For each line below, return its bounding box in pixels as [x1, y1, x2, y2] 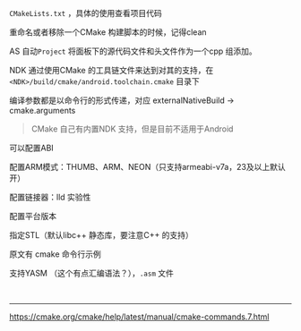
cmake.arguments [9, 106, 76, 115]
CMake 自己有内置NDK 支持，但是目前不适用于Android [30, 123, 234, 134]
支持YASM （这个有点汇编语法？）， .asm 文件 [9, 267, 175, 278]
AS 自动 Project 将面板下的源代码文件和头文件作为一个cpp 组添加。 [9, 46, 257, 56]
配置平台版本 [9, 211, 56, 221]
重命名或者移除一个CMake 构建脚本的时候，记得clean [9, 27, 208, 38]
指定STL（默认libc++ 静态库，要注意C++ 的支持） [9, 230, 194, 240]
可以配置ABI [9, 142, 54, 153]
